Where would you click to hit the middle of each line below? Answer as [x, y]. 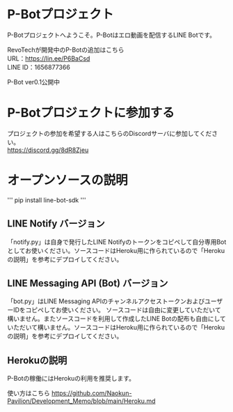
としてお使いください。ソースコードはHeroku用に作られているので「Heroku [116, 250]
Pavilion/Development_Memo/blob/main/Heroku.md [81, 401]
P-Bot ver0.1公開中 [34, 82]
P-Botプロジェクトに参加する [91, 113]
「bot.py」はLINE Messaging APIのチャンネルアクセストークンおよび [106, 301]
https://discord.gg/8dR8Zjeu [48, 150]
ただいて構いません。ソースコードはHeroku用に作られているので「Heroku [119, 328]
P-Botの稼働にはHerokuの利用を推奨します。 [71, 379]
